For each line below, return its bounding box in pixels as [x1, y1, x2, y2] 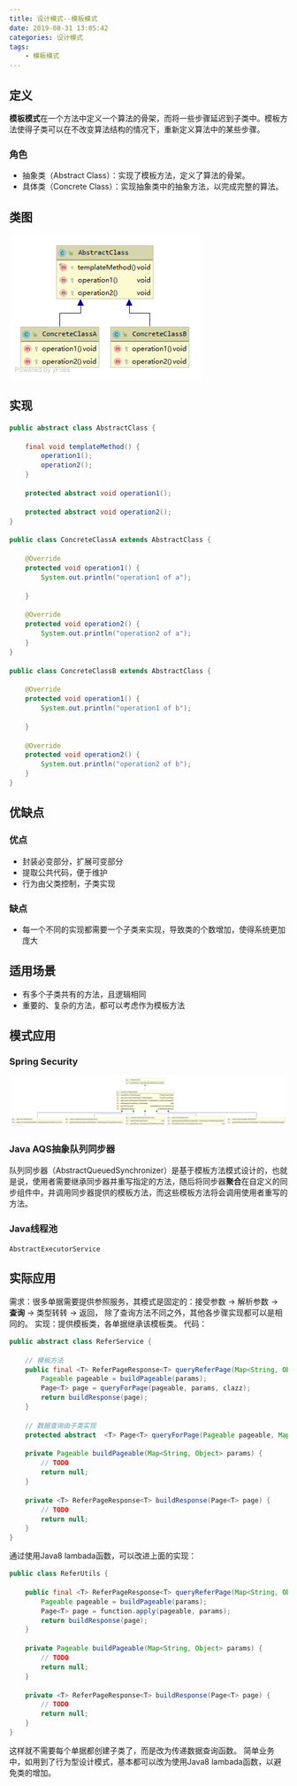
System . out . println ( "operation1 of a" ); [41, 572, 192, 582]
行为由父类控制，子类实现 [21, 878, 116, 889]
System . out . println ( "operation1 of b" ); [41, 704, 192, 713]
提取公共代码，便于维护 [21, 866, 108, 877]
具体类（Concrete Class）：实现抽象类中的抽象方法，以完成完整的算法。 [21, 182, 284, 192]
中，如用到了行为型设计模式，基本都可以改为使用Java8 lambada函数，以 [9, 1756, 274, 1767]
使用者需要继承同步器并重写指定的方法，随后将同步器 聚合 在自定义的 [32, 1176, 280, 1186]
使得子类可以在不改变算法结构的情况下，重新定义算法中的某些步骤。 [16, 124, 265, 135]
